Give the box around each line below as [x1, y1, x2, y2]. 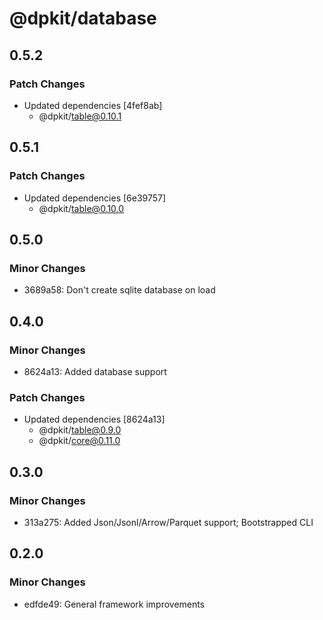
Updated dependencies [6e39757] [23, 192, 167, 204]
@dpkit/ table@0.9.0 [38, 424, 122, 436]
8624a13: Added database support [23, 365, 167, 377]
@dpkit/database [9, 7, 157, 30]
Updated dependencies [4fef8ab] [23, 99, 163, 111]
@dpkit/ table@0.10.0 [38, 202, 125, 214]
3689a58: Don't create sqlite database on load [23, 284, 216, 296]
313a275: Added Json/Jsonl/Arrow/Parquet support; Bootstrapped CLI [23, 516, 314, 528]
